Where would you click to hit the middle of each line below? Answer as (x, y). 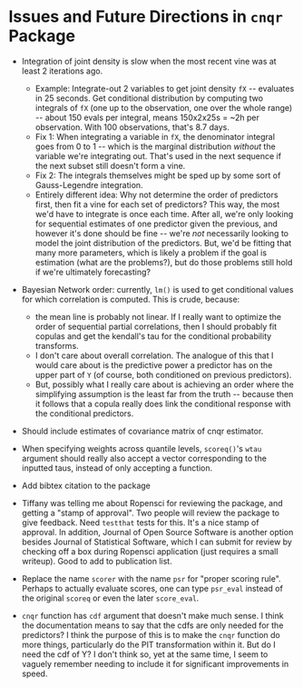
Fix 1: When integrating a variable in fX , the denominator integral (155, 136)
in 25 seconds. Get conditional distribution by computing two (149, 98)
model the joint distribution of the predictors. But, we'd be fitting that (163, 243)
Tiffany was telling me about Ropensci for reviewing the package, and (152, 503)
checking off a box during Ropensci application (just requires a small (150, 551)
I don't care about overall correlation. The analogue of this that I (154, 355)
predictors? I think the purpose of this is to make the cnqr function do (151, 634)
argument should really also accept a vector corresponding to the (144, 458)
